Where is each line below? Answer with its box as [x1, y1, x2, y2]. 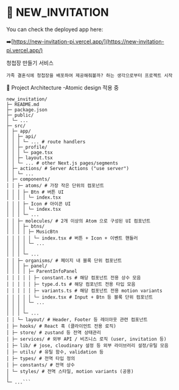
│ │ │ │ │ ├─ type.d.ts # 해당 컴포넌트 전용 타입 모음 [6, 281, 136, 287]
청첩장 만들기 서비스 [6, 59, 54, 66]
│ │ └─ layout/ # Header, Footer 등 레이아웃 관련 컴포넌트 [6, 316, 148, 322]
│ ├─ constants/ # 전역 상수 [6, 362, 75, 368]
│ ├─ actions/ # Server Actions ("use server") [6, 165, 130, 171]
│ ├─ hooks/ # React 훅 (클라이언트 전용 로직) [6, 323, 117, 329]
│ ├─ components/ [6, 176, 51, 182]
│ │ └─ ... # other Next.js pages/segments [6, 160, 119, 166]
